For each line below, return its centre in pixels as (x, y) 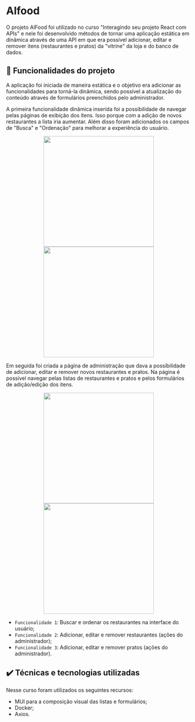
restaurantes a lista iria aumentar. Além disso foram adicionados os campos (98, 122)
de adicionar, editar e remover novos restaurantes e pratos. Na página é (93, 372)
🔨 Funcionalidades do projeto (60, 71)
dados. (14, 52)
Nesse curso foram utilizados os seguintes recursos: (70, 690)
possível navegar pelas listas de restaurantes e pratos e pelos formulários (95, 378)
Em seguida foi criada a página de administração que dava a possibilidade (96, 365)
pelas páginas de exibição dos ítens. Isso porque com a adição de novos (94, 115)
